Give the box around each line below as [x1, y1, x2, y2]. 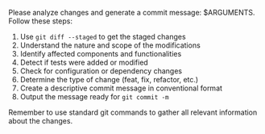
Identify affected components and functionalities [19, 49, 182, 58]
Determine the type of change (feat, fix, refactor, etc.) [19, 75, 199, 84]
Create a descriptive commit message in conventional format [19, 83, 223, 93]
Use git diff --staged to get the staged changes [19, 32, 187, 41]
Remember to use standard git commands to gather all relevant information [8, 107, 258, 117]
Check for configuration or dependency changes [19, 66, 183, 76]
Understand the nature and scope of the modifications [19, 40, 201, 50]
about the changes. [8, 116, 73, 125]
